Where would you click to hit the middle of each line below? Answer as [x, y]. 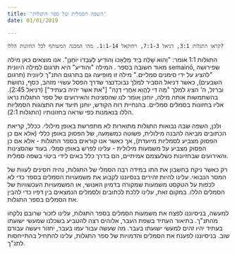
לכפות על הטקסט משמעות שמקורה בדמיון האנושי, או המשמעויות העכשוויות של [111, 184]
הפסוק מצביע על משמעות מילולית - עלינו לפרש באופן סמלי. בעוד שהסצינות [107, 148]
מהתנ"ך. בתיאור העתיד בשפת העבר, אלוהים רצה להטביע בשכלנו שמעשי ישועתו [113, 220]
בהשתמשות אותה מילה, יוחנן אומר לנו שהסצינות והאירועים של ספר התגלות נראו [113, 97]
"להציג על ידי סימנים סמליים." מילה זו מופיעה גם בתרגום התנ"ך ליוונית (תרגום [110, 74]
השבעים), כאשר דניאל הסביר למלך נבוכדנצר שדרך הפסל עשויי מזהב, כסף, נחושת [115, 82]
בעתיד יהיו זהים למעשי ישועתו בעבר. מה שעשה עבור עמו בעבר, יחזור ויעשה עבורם [115, 228]
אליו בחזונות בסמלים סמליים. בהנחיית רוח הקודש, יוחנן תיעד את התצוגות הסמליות [116, 104]
